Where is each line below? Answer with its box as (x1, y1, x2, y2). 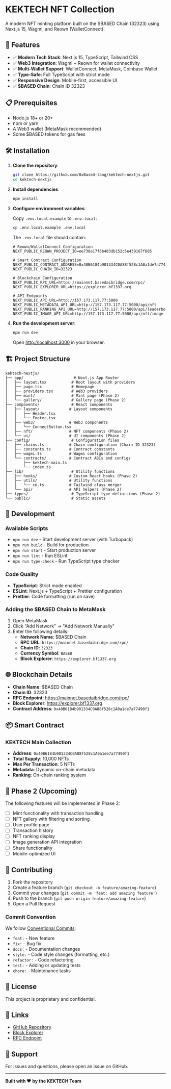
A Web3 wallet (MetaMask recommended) (12, 125, 102, 132)
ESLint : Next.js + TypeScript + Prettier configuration (12, 588, 122, 594)
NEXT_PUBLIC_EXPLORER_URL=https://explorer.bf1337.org (12, 284, 132, 289)
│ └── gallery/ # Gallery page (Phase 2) (5, 397, 126, 402)
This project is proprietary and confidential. (5, 996, 96, 1002)
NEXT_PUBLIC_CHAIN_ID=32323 (12, 266, 72, 271)
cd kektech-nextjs (12, 177, 52, 182)
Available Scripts (5, 524, 48, 531)
